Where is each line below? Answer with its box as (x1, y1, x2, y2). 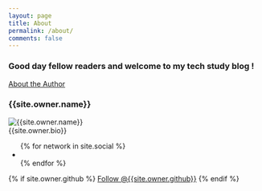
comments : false (8, 34, 63, 43)
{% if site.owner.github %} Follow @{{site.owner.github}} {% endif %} (8, 173, 239, 183)
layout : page (8, 11, 52, 20)
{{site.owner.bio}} (8, 125, 67, 135)
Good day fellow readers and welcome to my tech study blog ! (8, 61, 255, 72)
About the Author (8, 79, 66, 88)
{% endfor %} (19, 158, 67, 168)
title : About (8, 19, 52, 27)
